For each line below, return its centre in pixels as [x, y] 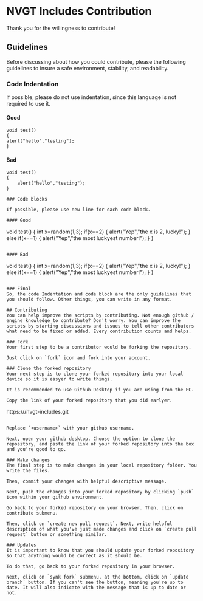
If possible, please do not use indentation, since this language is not [91, 97]
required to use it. [28, 104]
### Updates [21, 545]
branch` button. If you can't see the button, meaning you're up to [95, 582]
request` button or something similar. [57, 535]
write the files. [28, 471]
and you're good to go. [36, 450]
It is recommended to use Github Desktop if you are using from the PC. [100, 390]
